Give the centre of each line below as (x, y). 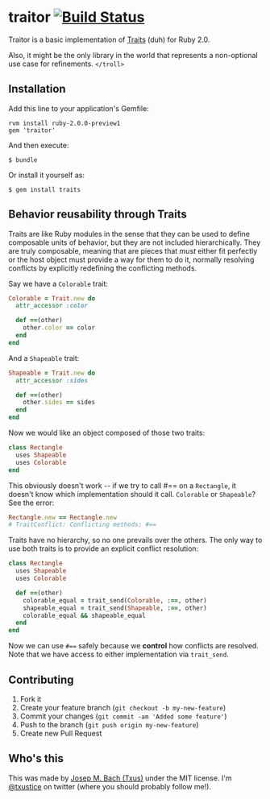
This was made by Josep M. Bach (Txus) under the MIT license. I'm (120, 778)
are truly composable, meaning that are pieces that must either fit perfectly (133, 250)
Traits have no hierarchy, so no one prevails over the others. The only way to (135, 540)
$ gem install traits (45, 189)
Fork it (31, 699)
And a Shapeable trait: (44, 358)
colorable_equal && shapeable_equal (85, 615)
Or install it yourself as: (46, 175)
